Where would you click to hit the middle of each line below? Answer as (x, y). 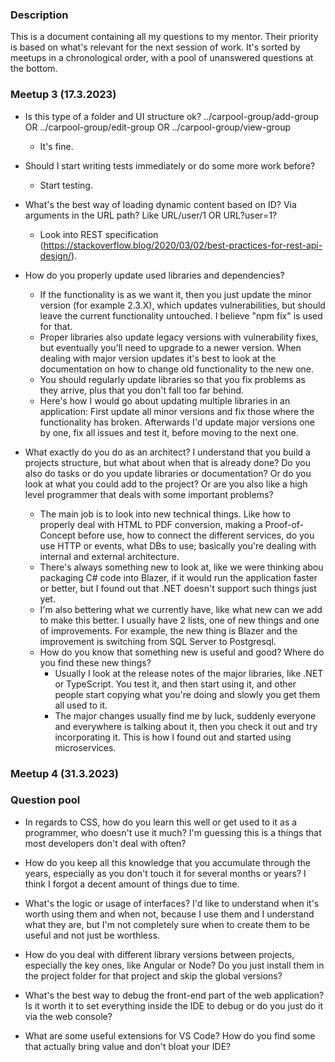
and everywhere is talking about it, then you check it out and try (186, 726)
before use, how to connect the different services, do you (196, 535)
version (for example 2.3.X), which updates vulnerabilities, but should (182, 305)
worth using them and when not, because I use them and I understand (169, 914)
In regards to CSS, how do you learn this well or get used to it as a (161, 822)
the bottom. (34, 69)
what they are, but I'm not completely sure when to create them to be (167, 924)
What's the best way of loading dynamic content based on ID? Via (160, 204)
